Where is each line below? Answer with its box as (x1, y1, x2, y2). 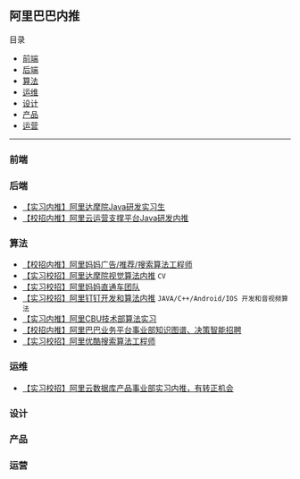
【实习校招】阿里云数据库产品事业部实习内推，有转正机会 (21, 382, 234, 393)
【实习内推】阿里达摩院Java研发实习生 (21, 201, 166, 212)
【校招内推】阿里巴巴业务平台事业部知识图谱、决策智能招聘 (21, 325, 242, 336)
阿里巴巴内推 (9, 8, 80, 24)
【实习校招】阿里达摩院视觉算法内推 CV (21, 270, 167, 281)
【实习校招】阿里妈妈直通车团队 (21, 281, 140, 293)
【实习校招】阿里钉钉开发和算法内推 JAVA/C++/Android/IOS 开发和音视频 (21, 293, 282, 304)
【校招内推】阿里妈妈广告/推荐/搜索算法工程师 (21, 259, 193, 270)
